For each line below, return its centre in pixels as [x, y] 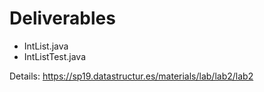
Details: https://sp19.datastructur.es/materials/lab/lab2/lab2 [131, 76]
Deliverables [62, 18]
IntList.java [46, 46]
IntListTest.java [55, 56]
